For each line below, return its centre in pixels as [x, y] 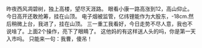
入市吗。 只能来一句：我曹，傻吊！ [49, 39]
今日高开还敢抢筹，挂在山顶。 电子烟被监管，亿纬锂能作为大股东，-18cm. [97, 16]
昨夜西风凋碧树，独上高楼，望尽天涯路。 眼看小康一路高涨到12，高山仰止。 [99, 9]
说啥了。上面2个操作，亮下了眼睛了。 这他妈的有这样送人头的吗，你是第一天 [101, 31]
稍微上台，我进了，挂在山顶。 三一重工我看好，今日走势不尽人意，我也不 [102, 24]
